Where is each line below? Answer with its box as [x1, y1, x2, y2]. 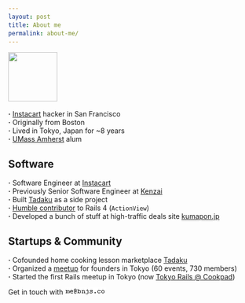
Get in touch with [8, 287, 64, 297]
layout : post [8, 13, 51, 20]
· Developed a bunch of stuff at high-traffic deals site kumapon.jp [8, 212, 220, 221]
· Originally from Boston [8, 118, 85, 127]
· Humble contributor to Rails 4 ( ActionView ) [8, 203, 150, 212]
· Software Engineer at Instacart [8, 178, 112, 188]
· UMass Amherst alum [8, 135, 82, 144]
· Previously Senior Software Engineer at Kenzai [8, 187, 163, 196]
